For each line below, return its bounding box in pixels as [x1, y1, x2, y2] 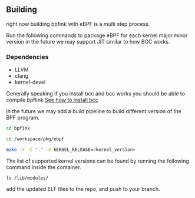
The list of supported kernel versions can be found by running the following [6, 157, 190, 164]
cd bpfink [6, 126, 31, 131]
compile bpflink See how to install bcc [6, 97, 98, 104]
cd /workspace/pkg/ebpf [6, 136, 65, 142]
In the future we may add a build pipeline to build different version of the [6, 108, 181, 115]
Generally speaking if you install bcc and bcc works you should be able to [6, 90, 186, 97]
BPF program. [6, 114, 40, 121]
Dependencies [6, 52, 49, 61]
